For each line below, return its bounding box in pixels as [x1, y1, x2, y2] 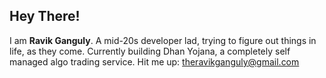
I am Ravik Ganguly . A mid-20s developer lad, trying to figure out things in [9, 34, 317, 46]
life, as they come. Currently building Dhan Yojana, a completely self [9, 45, 291, 57]
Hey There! [9, 8, 81, 25]
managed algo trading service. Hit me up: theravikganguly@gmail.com [9, 55, 300, 68]
